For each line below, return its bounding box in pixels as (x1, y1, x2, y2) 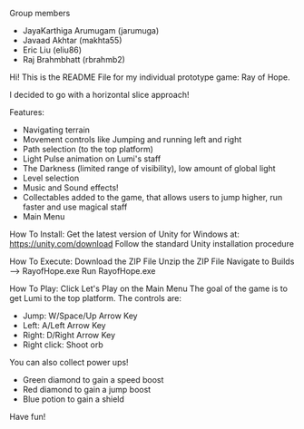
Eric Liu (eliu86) (22, 44, 83, 55)
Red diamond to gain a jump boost (22, 385, 152, 395)
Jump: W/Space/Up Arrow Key (22, 310, 138, 321)
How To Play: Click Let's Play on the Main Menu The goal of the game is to (9, 283, 289, 294)
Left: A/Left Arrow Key (22, 320, 106, 330)
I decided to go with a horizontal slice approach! (9, 90, 190, 100)
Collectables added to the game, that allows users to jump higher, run (22, 192, 283, 202)
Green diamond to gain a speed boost (22, 375, 164, 385)
